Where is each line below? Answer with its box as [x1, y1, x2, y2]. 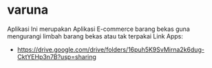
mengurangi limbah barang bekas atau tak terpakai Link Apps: [7, 32, 184, 40]
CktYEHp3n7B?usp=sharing [17, 52, 96, 60]
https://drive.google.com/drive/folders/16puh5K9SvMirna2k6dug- [17, 45, 205, 54]
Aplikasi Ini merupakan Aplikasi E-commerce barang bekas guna [7, 25, 191, 33]
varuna [7, 2, 49, 18]
